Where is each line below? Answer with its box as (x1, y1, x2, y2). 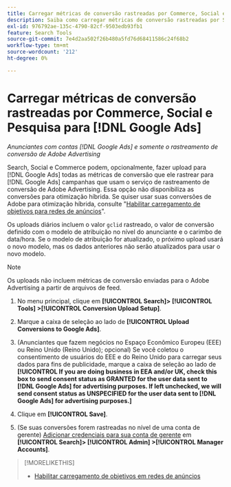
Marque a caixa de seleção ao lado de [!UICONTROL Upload (16, 317, 190, 325)
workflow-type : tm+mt (7, 42, 69, 49)
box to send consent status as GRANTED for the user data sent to (16, 374, 208, 382)
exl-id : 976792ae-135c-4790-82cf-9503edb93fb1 (7, 23, 143, 30)
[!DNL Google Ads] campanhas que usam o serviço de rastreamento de (7, 177, 210, 186)
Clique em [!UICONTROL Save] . (16, 410, 108, 418)
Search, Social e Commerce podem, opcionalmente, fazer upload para (7, 163, 206, 171)
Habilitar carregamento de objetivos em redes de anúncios (34, 472, 201, 480)
